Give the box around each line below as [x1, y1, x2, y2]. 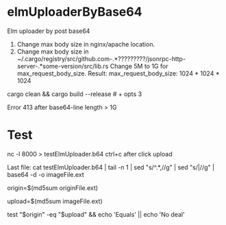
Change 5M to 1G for [110, 62, 168, 70]
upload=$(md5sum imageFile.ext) [7, 197, 103, 205]
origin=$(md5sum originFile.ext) [7, 183, 98, 192]
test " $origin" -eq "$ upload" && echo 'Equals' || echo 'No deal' [7, 210, 185, 218]
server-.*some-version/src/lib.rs [16, 62, 109, 70]
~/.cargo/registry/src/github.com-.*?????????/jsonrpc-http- [16, 54, 186, 62]
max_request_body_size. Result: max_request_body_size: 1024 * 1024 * [16, 69, 220, 78]
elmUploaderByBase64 [7, 4, 142, 20]
